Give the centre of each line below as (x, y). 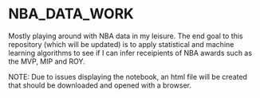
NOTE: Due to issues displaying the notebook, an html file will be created (128, 76)
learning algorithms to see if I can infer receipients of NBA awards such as (130, 53)
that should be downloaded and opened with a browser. (100, 85)
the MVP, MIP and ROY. (47, 61)
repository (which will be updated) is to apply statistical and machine (121, 44)
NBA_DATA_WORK (71, 14)
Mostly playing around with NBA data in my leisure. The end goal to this (126, 36)
